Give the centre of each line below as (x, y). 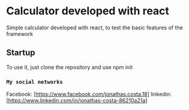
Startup (21, 53)
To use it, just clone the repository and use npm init (70, 67)
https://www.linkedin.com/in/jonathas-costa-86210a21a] (78, 100)
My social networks (34, 82)
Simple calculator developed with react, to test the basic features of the (94, 27)
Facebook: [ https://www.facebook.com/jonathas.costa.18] (78, 94)
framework (20, 33)
